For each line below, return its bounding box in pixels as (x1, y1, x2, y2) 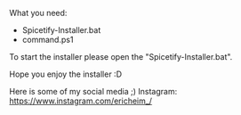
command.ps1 (21, 35, 74, 45)
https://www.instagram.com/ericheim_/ (9, 95, 153, 106)
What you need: (9, 8, 68, 18)
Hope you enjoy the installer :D (9, 69, 123, 79)
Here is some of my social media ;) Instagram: (9, 86, 178, 96)
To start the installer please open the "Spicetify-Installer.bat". (9, 52, 233, 62)
